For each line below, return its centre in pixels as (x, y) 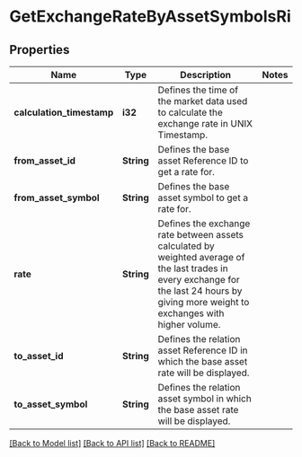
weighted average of (201, 257)
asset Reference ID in (203, 350)
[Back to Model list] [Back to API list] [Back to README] (112, 443)
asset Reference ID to (203, 161)
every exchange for (199, 280)
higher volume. (189, 325)
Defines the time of (198, 90)
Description (205, 75)
